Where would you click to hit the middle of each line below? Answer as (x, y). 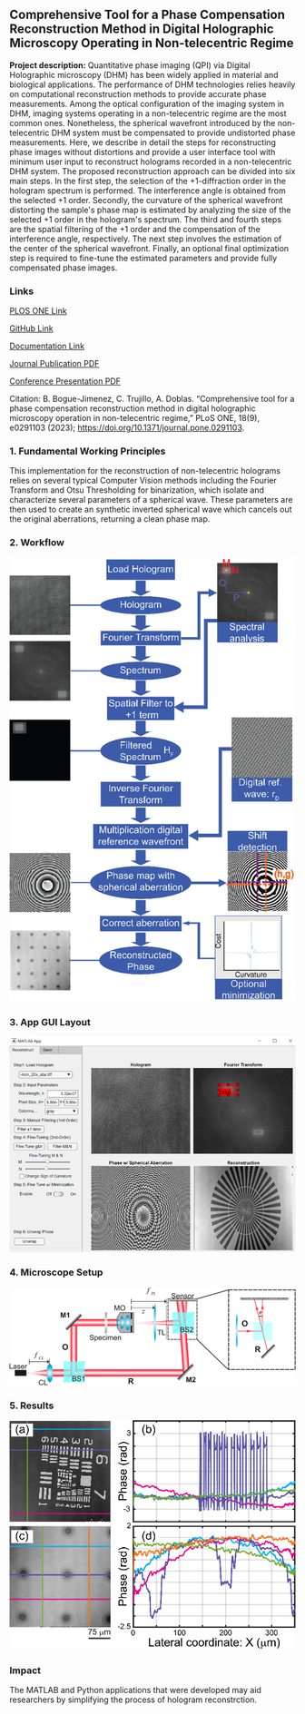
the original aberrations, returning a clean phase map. (110, 519)
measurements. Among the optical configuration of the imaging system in (147, 103)
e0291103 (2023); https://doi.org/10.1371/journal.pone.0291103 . (127, 428)
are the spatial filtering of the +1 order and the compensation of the (135, 229)
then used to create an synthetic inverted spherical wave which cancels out (151, 509)
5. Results (32, 1405)
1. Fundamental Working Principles (88, 451)
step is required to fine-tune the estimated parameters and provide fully (143, 258)
